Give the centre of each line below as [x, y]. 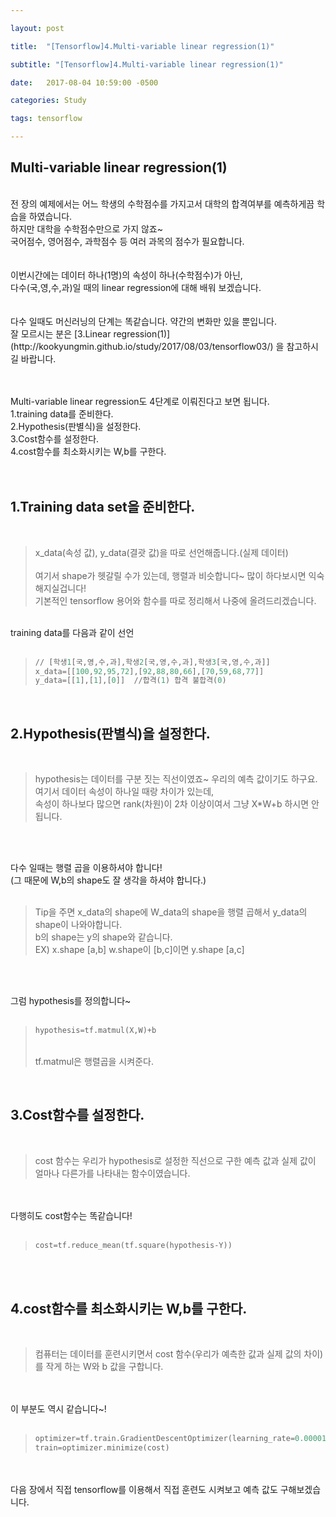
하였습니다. [50, 216]
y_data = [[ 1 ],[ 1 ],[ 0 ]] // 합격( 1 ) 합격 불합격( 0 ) [130, 681]
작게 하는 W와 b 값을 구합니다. [104, 1367]
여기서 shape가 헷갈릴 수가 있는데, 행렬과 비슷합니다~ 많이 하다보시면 [170, 575]
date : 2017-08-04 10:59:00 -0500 [84, 82]
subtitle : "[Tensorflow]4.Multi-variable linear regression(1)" [147, 64]
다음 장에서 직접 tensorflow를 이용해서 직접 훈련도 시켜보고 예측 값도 [144, 1490]
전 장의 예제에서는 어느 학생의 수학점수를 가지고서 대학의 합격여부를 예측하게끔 [162, 203]
